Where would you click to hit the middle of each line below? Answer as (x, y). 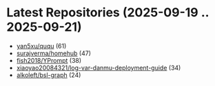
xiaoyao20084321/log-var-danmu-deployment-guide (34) (99, 68)
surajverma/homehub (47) (53, 53)
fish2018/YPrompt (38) (49, 60)
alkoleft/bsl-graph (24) (49, 75)
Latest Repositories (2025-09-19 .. (108, 13)
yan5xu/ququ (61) (41, 46)
